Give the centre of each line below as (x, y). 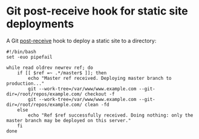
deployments (40, 24)
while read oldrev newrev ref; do (50, 68)
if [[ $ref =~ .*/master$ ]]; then (62, 73)
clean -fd (97, 105)
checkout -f (99, 94)
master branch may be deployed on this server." (69, 120)
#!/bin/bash (21, 52)
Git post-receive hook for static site (97, 11)
